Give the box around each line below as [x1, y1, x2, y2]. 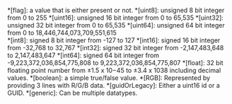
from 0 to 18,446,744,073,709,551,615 [7, 28, 117, 37]
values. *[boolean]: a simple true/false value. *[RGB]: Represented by [7, 74, 211, 82]
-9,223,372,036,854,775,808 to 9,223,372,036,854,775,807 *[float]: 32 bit [7, 59, 224, 67]
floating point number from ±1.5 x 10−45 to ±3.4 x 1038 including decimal [7, 67, 221, 74]
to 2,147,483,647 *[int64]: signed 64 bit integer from [7, 51, 160, 59]
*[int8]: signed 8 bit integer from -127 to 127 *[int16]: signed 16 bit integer [7, 36, 221, 45]
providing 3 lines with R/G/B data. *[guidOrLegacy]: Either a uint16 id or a [7, 81, 221, 89]
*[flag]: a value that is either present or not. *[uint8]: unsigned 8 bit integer [7, 6, 225, 14]
